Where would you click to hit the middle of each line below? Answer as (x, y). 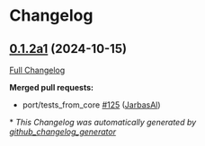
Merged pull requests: (52, 87)
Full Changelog (37, 70)
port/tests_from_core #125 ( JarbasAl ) (91, 105)
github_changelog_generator (63, 132)
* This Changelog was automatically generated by (103, 122)
